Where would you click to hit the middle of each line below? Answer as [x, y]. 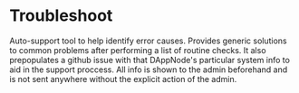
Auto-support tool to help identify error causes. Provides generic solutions [148, 41]
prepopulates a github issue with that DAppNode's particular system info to [149, 60]
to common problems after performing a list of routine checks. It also [138, 50]
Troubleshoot [61, 16]
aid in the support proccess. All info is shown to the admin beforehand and [149, 70]
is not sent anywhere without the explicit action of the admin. [123, 79]
